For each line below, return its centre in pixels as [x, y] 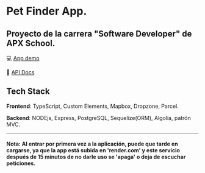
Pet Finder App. [47, 11]
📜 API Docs [20, 72]
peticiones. [21, 163]
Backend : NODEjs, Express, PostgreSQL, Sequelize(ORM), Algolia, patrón [99, 118]
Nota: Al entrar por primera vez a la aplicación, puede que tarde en [92, 144]
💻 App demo [23, 58]
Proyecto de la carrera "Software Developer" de [99, 34]
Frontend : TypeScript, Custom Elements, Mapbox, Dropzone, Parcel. [92, 106]
